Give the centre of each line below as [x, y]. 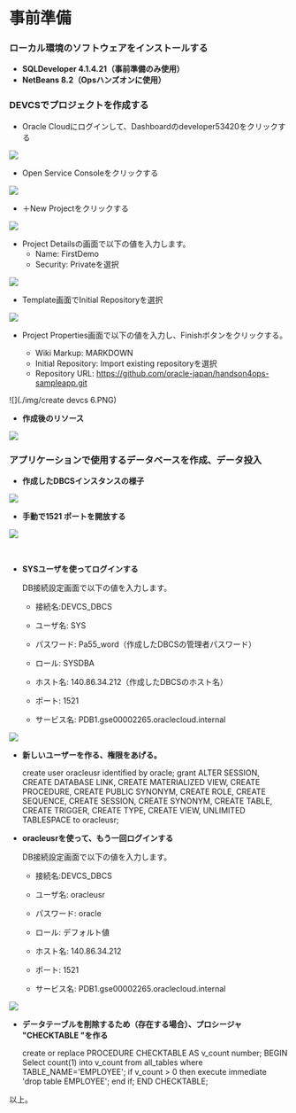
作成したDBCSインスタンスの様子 [83, 481]
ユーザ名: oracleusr [70, 895]
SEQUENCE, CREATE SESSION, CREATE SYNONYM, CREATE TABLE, [147, 801]
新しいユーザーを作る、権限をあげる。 [91, 755]
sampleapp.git [61, 383]
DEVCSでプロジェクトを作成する [79, 105]
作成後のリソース [53, 418]
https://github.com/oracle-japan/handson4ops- [182, 373]
